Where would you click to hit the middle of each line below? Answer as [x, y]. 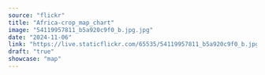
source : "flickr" [37, 15]
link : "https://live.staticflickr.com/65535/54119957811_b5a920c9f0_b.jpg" [135, 45]
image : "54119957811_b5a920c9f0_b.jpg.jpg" [81, 30]
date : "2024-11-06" [40, 37]
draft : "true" [32, 52]
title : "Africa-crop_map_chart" [61, 23]
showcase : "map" [35, 59]
